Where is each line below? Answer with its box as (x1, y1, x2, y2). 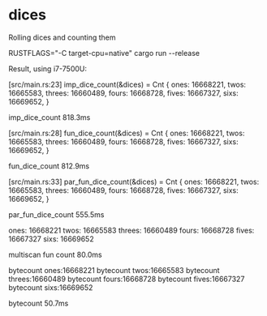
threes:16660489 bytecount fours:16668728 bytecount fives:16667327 (8, 274, 245, 284)
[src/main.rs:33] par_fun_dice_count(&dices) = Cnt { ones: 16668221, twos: (8, 177, 260, 186)
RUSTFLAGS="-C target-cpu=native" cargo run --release (8, 48, 200, 58)
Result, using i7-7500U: (8, 63, 88, 74)
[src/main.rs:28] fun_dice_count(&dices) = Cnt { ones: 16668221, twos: (8, 128, 245, 138)
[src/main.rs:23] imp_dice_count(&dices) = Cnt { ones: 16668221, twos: (8, 79, 246, 89)
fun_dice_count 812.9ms (8, 160, 90, 171)
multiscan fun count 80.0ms (8, 250, 103, 259)
